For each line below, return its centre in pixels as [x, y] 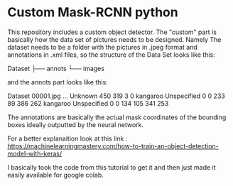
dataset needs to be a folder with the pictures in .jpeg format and [102, 47]
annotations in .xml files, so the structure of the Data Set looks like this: [111, 55]
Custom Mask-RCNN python [93, 12]
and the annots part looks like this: [58, 82]
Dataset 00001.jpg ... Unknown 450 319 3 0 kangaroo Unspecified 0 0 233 [116, 96]
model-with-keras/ [35, 153]
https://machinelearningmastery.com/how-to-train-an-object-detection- [113, 146]
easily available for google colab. [56, 175]
